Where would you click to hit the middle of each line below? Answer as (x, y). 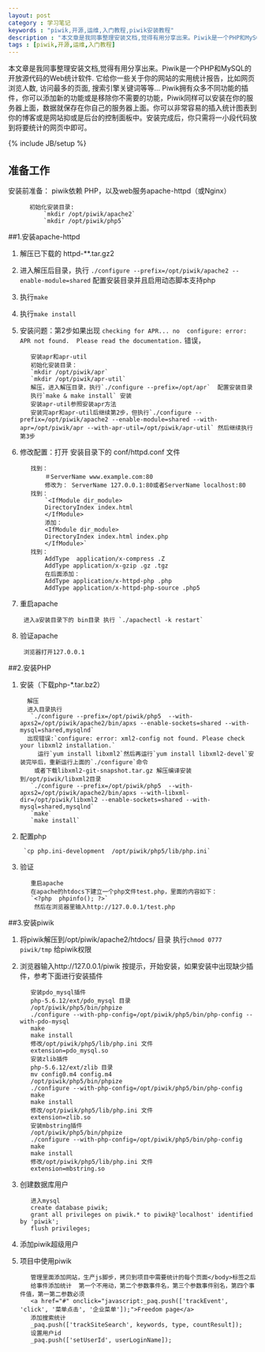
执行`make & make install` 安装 (81, 396)
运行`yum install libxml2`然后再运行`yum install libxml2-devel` (143, 754)
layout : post (30, 15)
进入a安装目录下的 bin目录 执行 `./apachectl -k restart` (113, 620)
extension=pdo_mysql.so (69, 1051)
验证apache (39, 635)
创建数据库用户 (44, 1184)
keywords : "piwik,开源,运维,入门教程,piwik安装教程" (91, 30)
